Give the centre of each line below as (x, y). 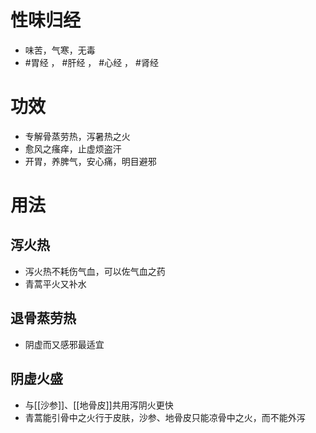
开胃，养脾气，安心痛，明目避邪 (90, 161)
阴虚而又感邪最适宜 (64, 344)
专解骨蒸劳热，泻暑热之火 (77, 136)
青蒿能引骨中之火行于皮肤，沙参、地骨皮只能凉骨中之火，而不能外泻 (165, 417)
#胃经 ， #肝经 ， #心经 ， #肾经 (91, 62)
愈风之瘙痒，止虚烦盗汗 (73, 148)
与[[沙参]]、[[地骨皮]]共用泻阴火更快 (99, 405)
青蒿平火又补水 (55, 283)
